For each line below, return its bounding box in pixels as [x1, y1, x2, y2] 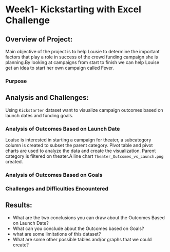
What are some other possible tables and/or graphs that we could [12, 236, 152, 242]
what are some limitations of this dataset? [12, 230, 101, 237]
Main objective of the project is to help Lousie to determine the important [5, 49, 160, 54]
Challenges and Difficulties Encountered [5, 185, 109, 192]
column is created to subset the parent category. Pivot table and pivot [5, 142, 153, 149]
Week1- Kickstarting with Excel [5, 4, 141, 15]
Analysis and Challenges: [5, 93, 89, 102]
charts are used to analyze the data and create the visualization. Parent [5, 148, 156, 154]
